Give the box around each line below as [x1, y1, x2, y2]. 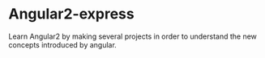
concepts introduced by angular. [8, 39, 118, 49]
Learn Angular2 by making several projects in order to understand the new [8, 31, 258, 41]
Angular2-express [8, 5, 135, 23]
